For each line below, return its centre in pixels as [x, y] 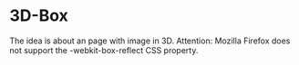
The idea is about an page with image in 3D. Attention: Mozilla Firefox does [150, 41]
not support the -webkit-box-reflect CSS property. [104, 50]
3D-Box [39, 16]
